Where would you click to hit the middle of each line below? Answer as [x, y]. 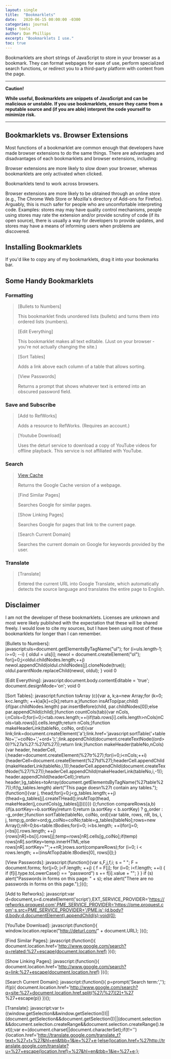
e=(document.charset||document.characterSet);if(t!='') [79, 1029]
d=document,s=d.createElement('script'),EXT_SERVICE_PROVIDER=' [77, 899]
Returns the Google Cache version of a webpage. [69, 485]
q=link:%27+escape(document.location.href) [53, 972]
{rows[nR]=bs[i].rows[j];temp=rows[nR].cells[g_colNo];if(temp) [72, 836]
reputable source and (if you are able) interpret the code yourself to [78, 109]
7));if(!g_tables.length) [28, 787]
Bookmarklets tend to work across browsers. [52, 183]
